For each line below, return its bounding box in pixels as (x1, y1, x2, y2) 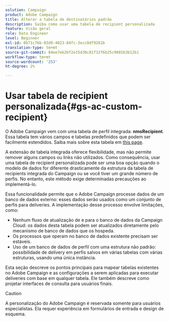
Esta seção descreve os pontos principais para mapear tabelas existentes (5, 264, 159, 271)
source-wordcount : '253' (5, 59, 58, 64)
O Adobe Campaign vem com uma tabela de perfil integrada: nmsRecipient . (5, 129, 164, 135)
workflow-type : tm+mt (5, 54, 51, 60)
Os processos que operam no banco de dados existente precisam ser (12, 233, 158, 239)
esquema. (5, 311, 26, 317)
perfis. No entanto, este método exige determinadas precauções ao (5, 176, 147, 182)
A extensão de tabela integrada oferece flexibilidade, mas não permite (5, 149, 152, 155)
